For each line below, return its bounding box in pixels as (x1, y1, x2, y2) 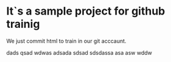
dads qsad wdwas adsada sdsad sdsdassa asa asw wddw (6, 49, 152, 56)
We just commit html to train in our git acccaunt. (6, 37, 127, 44)
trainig (6, 17, 40, 31)
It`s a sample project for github (6, 4, 166, 18)
